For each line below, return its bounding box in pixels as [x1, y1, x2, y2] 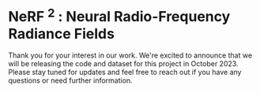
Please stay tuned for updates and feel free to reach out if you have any [8, 68, 242, 77]
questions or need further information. [8, 76, 133, 85]
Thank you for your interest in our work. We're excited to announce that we [8, 50, 253, 60]
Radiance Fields [8, 24, 115, 43]
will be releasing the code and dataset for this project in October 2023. [8, 59, 239, 69]
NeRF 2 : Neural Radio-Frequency [8, 5, 231, 26]
